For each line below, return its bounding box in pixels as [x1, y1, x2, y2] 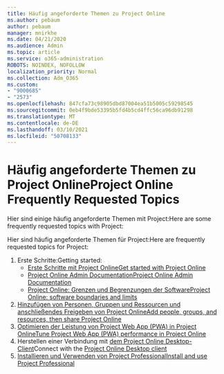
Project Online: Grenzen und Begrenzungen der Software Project [27, 285, 211, 294]
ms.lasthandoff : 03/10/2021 [7, 126, 88, 133]
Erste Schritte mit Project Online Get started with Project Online [27, 264, 206, 272]
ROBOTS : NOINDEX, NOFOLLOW [7, 62, 85, 69]
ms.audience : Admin [7, 42, 64, 49]
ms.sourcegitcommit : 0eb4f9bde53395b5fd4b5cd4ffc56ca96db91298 [7, 107, 194, 114]
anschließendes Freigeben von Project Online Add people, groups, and [17, 308, 218, 316]
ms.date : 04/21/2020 [7, 36, 67, 43]
